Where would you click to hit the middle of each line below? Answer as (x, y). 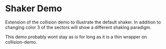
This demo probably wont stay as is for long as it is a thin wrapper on (76, 37)
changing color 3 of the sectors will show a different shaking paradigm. (78, 27)
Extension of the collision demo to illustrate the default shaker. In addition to (83, 22)
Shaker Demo (34, 9)
